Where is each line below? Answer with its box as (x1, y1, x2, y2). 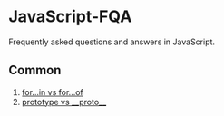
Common (8, 63, 62, 78)
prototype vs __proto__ (21, 96, 107, 107)
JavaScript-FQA (8, 6, 132, 27)
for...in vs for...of (21, 86, 83, 97)
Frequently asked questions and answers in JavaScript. (8, 36, 215, 47)
